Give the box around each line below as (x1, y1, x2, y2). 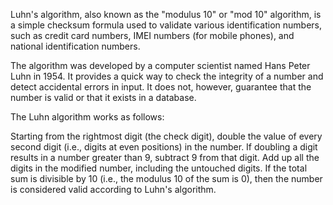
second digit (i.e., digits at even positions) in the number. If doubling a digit (10, 141, 318, 153)
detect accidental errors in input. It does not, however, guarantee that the (10, 81, 312, 93)
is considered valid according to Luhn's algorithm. (10, 184, 217, 195)
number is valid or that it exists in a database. (10, 92, 197, 103)
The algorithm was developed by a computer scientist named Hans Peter (10, 60, 311, 71)
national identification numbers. (10, 40, 141, 52)
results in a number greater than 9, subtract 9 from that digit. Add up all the (10, 152, 320, 163)
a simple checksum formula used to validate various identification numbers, (10, 19, 323, 31)
